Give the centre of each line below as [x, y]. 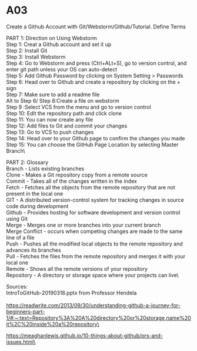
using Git [17, 218]
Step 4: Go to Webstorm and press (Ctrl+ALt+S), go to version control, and [96, 63]
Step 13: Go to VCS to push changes [50, 132]
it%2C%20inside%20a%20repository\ [53, 324]
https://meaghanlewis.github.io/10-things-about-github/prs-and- [85, 335]
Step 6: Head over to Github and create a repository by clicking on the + [94, 82]
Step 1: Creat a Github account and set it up [59, 44]
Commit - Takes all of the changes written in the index [71, 181]
